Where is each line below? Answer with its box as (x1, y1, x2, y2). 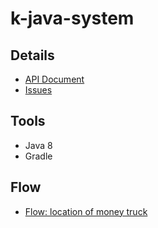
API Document (24, 73, 85, 85)
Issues (24, 84, 53, 96)
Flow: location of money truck (24, 205, 148, 217)
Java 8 (24, 139, 53, 151)
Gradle (24, 150, 53, 162)
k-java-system (10, 7, 135, 30)
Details (10, 47, 55, 64)
